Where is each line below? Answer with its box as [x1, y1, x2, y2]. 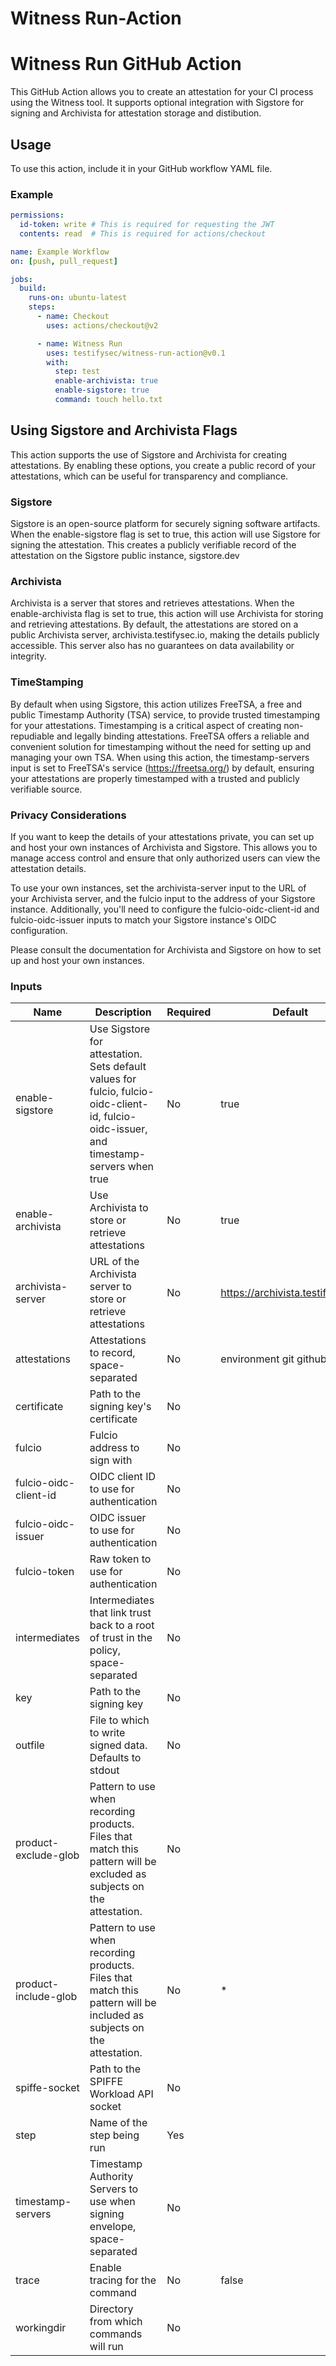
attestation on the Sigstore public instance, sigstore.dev [10, 550, 240, 562]
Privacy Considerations [10, 808, 127, 822]
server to [89, 1280, 132, 1294]
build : [19, 283, 47, 294]
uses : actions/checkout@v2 [46, 320, 159, 331]
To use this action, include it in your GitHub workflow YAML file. [10, 162, 273, 174]
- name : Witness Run [36, 338, 123, 349]
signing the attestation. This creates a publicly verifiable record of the [10, 539, 297, 551]
